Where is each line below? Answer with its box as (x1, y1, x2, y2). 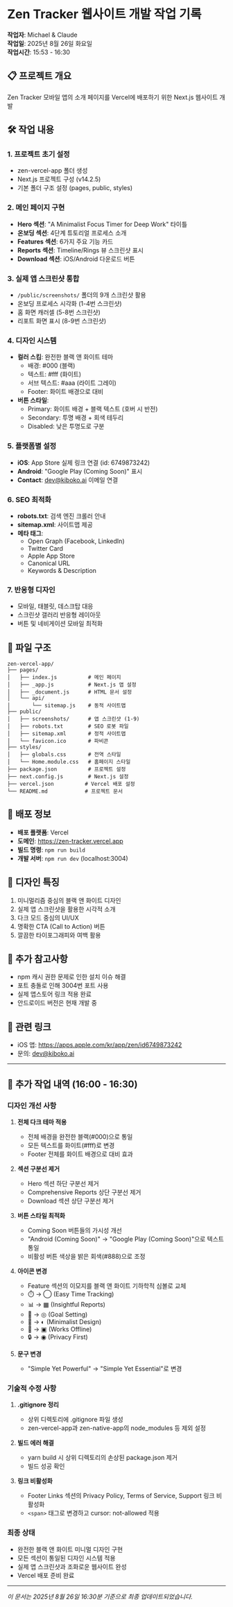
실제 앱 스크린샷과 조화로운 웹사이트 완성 (17, 1562, 127, 1571)
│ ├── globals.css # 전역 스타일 (7, 751, 121, 758)
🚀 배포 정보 (7, 809, 52, 820)
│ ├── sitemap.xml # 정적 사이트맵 (7, 730, 126, 737)
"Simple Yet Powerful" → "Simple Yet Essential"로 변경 (27, 1364, 182, 1373)
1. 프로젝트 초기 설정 (7, 150, 71, 160)
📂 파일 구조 (7, 642, 52, 653)
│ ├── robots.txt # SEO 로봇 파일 (7, 723, 129, 730)
